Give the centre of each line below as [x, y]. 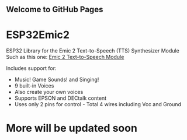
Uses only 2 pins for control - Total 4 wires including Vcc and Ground [98, 104]
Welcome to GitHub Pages [55, 10]
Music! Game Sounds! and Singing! [57, 80]
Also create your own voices [49, 92]
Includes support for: [31, 68]
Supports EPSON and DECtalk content [60, 98]
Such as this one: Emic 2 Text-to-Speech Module [65, 57]
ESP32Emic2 [38, 35]
